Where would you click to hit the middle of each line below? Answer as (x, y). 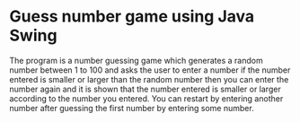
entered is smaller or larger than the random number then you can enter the (149, 79)
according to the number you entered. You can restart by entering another (146, 98)
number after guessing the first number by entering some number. (132, 108)
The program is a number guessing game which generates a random (136, 60)
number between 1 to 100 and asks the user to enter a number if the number (150, 70)
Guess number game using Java (132, 17)
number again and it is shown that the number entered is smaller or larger (145, 89)
